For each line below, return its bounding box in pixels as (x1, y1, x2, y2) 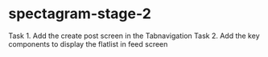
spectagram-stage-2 (8, 5, 151, 23)
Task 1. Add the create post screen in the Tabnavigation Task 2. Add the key (8, 31, 260, 40)
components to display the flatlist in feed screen (8, 39, 168, 48)
